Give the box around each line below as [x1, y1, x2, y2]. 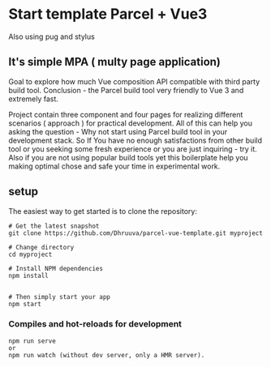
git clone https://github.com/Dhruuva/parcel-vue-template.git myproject [8, 228, 264, 237]
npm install [8, 271, 49, 280]
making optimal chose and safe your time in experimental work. [8, 161, 221, 171]
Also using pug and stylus [8, 32, 95, 41]
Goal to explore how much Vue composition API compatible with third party [8, 76, 260, 86]
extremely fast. [8, 94, 59, 104]
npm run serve [8, 337, 57, 345]
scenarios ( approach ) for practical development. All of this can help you [8, 118, 253, 128]
